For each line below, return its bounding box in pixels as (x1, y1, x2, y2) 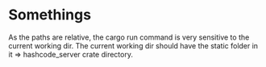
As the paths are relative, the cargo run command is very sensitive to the (8, 32, 250, 42)
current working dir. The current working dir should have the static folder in (8, 40, 259, 50)
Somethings (8, 6, 91, 24)
